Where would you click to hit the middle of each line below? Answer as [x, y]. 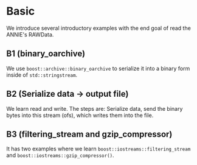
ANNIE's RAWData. [30, 34]
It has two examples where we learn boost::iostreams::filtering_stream [98, 149]
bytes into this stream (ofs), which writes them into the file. [80, 115]
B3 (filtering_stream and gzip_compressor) [89, 134]
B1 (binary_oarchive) [46, 54]
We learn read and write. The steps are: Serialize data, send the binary [95, 108]
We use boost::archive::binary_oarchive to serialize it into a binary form [98, 68]
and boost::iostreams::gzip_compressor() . [60, 155]
